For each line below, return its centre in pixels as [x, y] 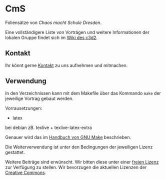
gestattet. [15, 152]
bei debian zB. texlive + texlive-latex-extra [48, 127]
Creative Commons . [26, 172]
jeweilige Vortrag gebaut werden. [39, 98]
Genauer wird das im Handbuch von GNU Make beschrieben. [68, 137]
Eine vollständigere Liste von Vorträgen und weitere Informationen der [77, 32]
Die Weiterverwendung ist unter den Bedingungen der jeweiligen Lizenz [79, 147]
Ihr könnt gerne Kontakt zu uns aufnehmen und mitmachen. [66, 65]
